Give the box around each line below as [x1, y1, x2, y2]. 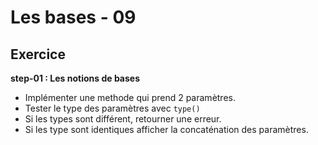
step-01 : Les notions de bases [10, 72, 141, 84]
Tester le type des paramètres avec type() [24, 102, 201, 114]
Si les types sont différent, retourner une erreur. [24, 113, 222, 125]
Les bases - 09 [10, 6, 137, 29]
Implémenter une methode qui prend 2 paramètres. [24, 92, 236, 103]
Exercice [10, 46, 66, 63]
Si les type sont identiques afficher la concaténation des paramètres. [24, 124, 309, 135]
